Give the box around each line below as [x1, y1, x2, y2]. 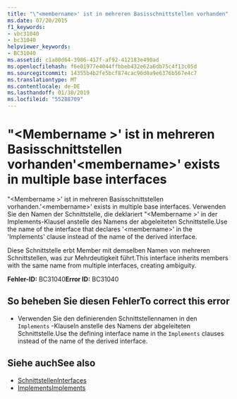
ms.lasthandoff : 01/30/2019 [7, 89, 90, 96]
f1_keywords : [7, 23, 46, 30]
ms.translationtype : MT [7, 76, 78, 83]
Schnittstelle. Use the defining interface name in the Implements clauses [17, 329, 224, 337]
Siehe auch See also [7, 357, 96, 369]
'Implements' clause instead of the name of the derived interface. [7, 232, 197, 241]
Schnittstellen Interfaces [17, 376, 87, 384]
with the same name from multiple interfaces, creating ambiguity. [7, 261, 197, 270]
